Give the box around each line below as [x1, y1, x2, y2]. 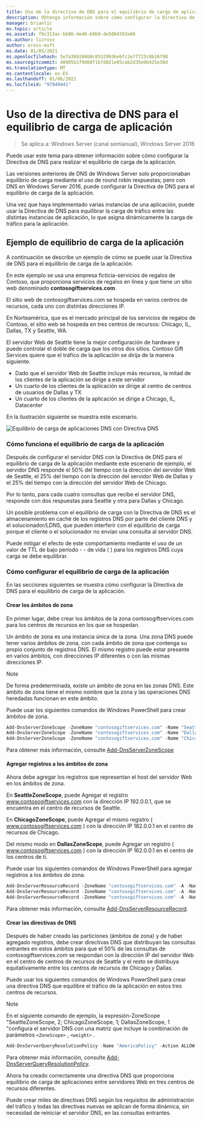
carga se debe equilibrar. [6, 552, 68, 560]
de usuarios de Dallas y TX [14, 388, 82, 396]
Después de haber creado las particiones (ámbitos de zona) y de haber [6, 932, 183, 940]
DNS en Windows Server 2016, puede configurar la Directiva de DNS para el [6, 182, 195, 190]
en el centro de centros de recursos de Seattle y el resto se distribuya [6, 958, 179, 965]
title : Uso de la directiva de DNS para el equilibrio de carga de [6, 8, 179, 15]
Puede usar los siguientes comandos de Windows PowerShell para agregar [6, 865, 192, 872]
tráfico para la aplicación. [6, 220, 69, 227]
